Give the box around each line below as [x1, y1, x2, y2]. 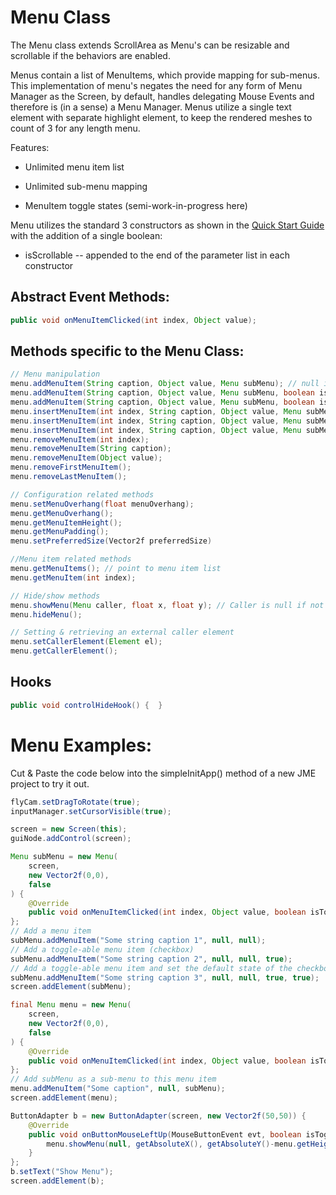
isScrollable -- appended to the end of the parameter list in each [24, 249, 291, 261]
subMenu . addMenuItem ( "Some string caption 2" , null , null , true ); [10, 954, 293, 964]
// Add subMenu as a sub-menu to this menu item [10, 1074, 217, 1085]
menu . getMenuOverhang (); [10, 508, 114, 518]
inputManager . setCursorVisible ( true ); [10, 806, 172, 816]
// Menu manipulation [10, 369, 101, 380]
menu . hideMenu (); [10, 609, 83, 620]
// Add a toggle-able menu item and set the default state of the [10, 963, 293, 973]
